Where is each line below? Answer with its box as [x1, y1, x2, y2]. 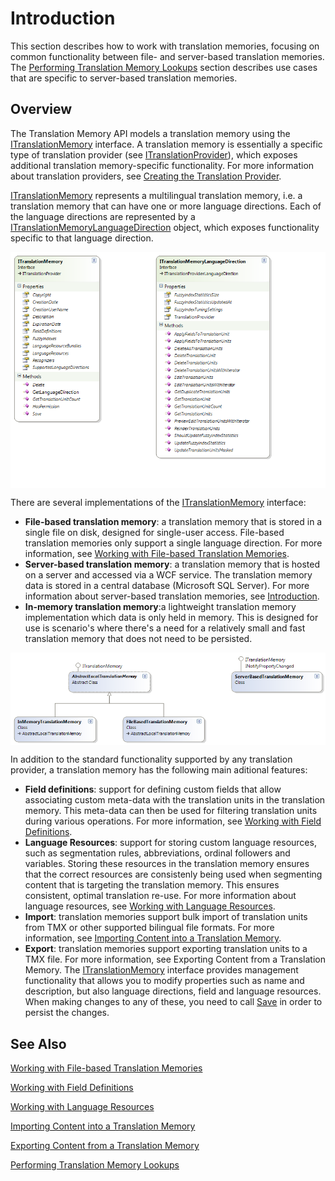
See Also [10, 1035, 67, 1052]
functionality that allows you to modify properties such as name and [24, 975, 305, 987]
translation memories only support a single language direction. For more [24, 537, 323, 549]
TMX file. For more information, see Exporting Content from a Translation [24, 953, 326, 966]
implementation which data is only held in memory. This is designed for [24, 611, 319, 623]
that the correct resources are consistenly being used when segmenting [24, 868, 323, 881]
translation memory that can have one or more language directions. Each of [10, 200, 322, 212]
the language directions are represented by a [10, 210, 196, 222]
